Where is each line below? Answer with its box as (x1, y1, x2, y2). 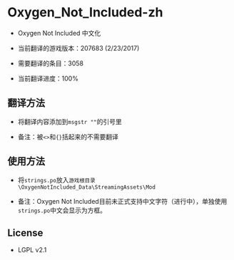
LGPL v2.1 (17, 246, 47, 254)
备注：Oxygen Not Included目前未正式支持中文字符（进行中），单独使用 (17, 197, 228, 205)
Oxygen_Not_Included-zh (7, 4, 163, 21)
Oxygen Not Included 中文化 (17, 28, 101, 37)
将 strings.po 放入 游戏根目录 (17, 175, 96, 184)
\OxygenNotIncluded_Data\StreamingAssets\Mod (17, 183, 156, 191)
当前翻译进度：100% (17, 74, 78, 83)
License (7, 227, 44, 239)
